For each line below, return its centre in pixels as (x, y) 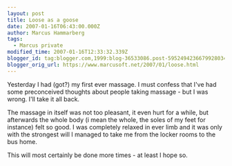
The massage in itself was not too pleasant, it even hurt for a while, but (108, 112)
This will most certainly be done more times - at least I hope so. (97, 155)
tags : (15, 39)
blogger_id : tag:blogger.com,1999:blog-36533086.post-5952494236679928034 (117, 59)
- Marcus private (38, 45)
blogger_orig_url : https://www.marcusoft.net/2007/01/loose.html (103, 65)
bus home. (22, 141)
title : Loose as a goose (43, 20)
